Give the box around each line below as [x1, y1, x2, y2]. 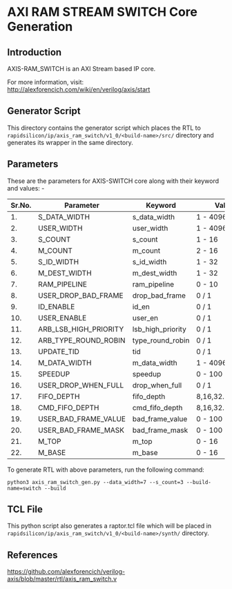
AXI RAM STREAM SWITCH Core [7, 4, 198, 20]
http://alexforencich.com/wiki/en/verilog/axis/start [7, 86, 151, 93]
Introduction [7, 46, 62, 58]
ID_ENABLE [37, 302, 75, 311]
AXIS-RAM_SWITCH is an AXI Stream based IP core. [7, 65, 156, 73]
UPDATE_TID [37, 347, 79, 356]
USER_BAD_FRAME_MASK [37, 425, 124, 435]
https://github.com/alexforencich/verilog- [7, 568, 126, 576]
